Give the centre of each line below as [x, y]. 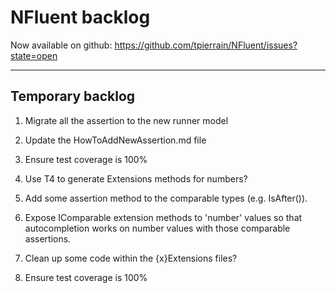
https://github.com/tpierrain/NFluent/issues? [206, 45]
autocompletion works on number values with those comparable [157, 228]
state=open [34, 55]
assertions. [48, 238]
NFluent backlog [80, 17]
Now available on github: [61, 45]
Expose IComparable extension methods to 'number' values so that [163, 217]
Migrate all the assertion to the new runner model [126, 120]
